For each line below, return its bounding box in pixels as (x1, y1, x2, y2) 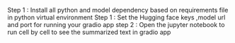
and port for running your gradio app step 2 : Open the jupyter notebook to (7, 21, 225, 28)
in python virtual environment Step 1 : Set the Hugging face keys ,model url (7, 13, 226, 21)
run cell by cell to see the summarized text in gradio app (7, 28, 171, 36)
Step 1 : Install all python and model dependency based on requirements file (7, 6, 229, 14)
